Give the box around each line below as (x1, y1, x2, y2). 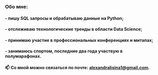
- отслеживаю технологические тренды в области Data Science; (5, 26, 142, 32)
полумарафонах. (5, 53, 42, 59)
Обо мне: (5, 3, 28, 10)
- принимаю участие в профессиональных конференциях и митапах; (5, 37, 154, 43)
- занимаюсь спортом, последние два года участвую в (5, 48, 123, 54)
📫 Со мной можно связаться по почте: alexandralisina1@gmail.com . (5, 64, 150, 70)
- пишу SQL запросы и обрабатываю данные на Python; (5, 15, 124, 21)
